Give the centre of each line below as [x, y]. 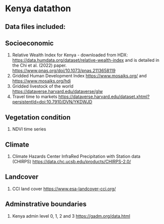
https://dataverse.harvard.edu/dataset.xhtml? [104, 97]
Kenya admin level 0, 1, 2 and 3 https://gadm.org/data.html [71, 216]
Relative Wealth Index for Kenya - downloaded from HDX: [70, 55]
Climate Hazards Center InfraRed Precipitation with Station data [76, 156]
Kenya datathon [38, 9]
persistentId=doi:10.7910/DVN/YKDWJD [52, 102]
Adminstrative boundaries [46, 204]
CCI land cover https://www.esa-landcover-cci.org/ [64, 189]
